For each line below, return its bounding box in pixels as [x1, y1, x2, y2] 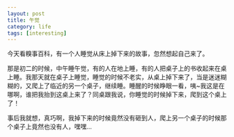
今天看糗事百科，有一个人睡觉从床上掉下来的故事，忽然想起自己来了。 [7, 49, 209, 58]
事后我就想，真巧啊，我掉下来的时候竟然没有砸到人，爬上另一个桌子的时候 [7, 114, 221, 122]
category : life [7, 23, 52, 30]
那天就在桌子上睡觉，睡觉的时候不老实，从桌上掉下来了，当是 [31, 73, 209, 81]
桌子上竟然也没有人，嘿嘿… [13, 122, 93, 131]
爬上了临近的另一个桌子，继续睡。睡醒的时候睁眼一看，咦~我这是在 [31, 81, 225, 90]
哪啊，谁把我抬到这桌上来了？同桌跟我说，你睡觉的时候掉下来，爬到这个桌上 [7, 90, 227, 99]
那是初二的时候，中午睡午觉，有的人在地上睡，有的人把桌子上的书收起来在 [7, 64, 221, 73]
